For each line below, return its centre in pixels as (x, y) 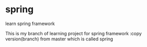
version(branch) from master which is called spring (59, 39)
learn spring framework (30, 24)
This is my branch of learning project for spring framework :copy (73, 33)
